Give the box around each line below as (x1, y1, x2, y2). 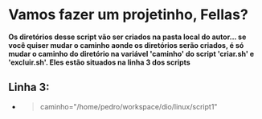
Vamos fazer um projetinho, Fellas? (8, 6, 249, 24)
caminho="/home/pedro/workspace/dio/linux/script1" (39, 101, 218, 111)
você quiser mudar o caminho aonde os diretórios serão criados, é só (8, 40, 244, 50)
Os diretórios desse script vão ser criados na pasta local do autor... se (8, 32, 247, 42)
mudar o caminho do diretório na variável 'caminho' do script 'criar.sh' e (8, 49, 255, 58)
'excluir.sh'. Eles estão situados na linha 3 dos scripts (8, 58, 190, 67)
